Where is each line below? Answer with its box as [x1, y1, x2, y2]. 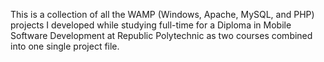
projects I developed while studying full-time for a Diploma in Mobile [10, 19, 292, 31]
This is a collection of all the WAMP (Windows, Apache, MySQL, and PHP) [10, 9, 315, 20]
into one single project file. [10, 40, 120, 52]
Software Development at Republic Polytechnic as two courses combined [10, 30, 313, 41]
